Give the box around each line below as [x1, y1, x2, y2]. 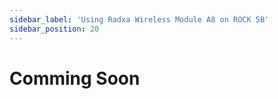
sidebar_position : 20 [9, 24, 100, 34]
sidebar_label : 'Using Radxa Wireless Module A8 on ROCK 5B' [9, 14, 270, 25]
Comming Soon [9, 67, 141, 90]
